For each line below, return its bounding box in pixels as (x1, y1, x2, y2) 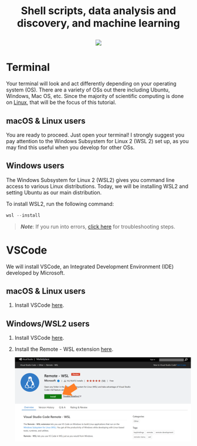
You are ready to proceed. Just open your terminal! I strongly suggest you (6, 131, 185, 138)
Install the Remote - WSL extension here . (14, 346, 114, 353)
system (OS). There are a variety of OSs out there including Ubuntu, (6, 86, 170, 93)
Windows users (6, 161, 64, 171)
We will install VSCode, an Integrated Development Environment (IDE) (6, 263, 174, 270)
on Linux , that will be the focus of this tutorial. (6, 99, 117, 106)
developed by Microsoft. (6, 269, 65, 276)
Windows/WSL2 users (6, 319, 90, 329)
